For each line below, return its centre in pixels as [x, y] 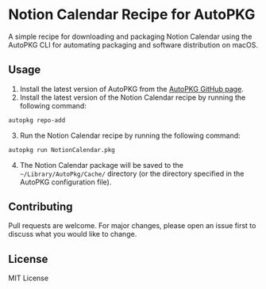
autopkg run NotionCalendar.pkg [62, 150]
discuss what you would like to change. [73, 234]
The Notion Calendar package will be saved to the [102, 165]
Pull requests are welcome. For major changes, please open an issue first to [132, 226]
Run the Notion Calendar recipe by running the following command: [130, 135]
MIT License [29, 278]
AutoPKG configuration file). [66, 182]
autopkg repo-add [37, 120]
